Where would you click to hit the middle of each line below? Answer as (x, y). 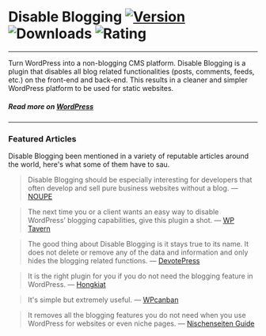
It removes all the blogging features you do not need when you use (137, 315)
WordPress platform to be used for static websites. (91, 88)
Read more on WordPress (51, 106)
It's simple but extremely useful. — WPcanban (103, 300)
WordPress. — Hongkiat (66, 285)
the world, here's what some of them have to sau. (89, 164)
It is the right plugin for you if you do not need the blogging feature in (140, 276)
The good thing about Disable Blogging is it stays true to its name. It (138, 244)
